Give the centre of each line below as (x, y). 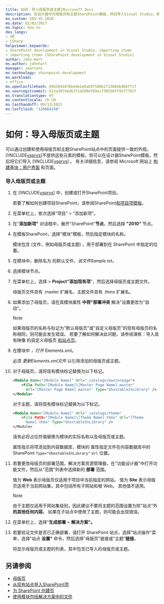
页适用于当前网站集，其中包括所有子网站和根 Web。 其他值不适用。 (80, 486)
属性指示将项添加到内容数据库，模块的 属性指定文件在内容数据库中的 (81, 447)
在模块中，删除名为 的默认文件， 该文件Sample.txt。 (64, 261)
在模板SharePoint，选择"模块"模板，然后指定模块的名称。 (70, 234)
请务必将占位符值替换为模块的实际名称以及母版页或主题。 (70, 437)
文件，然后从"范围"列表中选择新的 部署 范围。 (63, 470)
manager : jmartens (24, 69)
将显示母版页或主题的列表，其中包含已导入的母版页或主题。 (72, 549)
